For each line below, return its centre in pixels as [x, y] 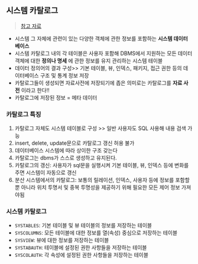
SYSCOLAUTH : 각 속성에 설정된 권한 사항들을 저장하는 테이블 [82, 255]
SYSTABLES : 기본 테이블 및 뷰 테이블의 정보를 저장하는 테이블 [83, 226]
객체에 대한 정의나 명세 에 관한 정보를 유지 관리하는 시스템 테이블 [89, 60]
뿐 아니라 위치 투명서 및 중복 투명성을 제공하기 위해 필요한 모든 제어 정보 [97, 187]
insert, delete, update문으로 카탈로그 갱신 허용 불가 [74, 143]
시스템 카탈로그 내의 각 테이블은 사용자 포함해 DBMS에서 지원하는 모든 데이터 [103, 53]
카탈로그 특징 [24, 114]
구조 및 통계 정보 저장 [65, 75]
